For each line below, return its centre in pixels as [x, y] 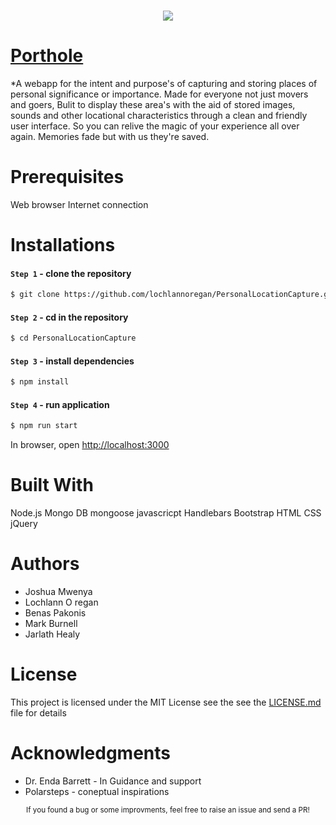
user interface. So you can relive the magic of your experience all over [155, 126]
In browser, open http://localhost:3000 [90, 445]
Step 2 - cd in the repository [69, 317]
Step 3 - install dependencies [72, 361]
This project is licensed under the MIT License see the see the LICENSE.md [166, 702]
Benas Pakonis [55, 613]
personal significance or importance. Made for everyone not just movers [159, 94]
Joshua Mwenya [58, 592]
